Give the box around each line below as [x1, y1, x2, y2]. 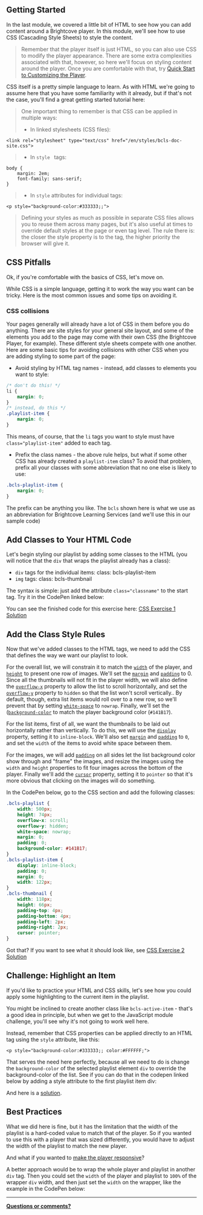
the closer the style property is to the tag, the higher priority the [21, 233, 180, 240]
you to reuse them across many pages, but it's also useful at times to [21, 220, 193, 228]
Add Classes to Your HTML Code [6, 534, 132, 545]
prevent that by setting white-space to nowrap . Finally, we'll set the [6, 702, 170, 709]
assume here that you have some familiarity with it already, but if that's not [6, 89, 192, 96]
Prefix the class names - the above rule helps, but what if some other [14, 451, 187, 458]
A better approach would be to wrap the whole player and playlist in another [6, 1165, 196, 1173]
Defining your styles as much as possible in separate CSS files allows [21, 214, 195, 221]
